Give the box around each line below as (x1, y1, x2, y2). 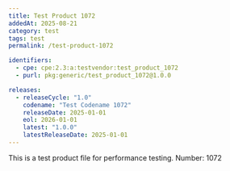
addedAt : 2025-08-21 (8, 19, 78, 27)
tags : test (8, 34, 45, 43)
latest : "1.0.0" (23, 123, 78, 131)
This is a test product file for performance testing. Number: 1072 (8, 152, 222, 162)
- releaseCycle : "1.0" (15, 94, 92, 102)
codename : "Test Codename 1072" (23, 101, 132, 109)
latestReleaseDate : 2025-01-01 (23, 131, 128, 140)
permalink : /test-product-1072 (8, 42, 114, 50)
